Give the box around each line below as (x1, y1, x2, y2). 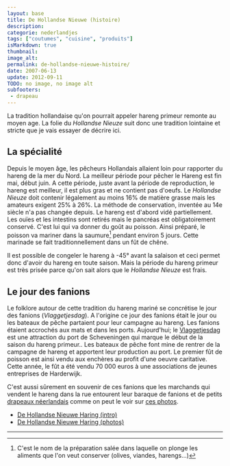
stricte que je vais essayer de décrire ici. (7, 126, 121, 134)
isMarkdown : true (7, 42, 57, 49)
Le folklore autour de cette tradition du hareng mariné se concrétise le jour (7, 304, 217, 312)
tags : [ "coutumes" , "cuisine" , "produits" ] (7, 36, 133, 42)
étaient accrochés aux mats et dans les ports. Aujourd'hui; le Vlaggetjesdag (7, 326, 220, 334)
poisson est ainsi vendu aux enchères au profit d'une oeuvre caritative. (7, 355, 207, 363)
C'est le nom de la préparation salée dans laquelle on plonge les (16, 444, 199, 452)
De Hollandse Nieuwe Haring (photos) (16, 418, 125, 426)
